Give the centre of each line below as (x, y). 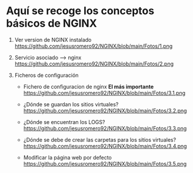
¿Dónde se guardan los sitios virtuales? (71, 104)
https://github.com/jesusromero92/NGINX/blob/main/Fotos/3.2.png (105, 110)
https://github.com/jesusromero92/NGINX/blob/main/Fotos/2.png (94, 64)
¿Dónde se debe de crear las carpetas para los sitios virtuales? (100, 139)
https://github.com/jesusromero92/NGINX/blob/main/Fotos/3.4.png (105, 146)
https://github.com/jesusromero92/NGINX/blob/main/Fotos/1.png (94, 46)
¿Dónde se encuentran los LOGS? (64, 122)
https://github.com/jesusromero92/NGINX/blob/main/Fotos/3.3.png (105, 128)
